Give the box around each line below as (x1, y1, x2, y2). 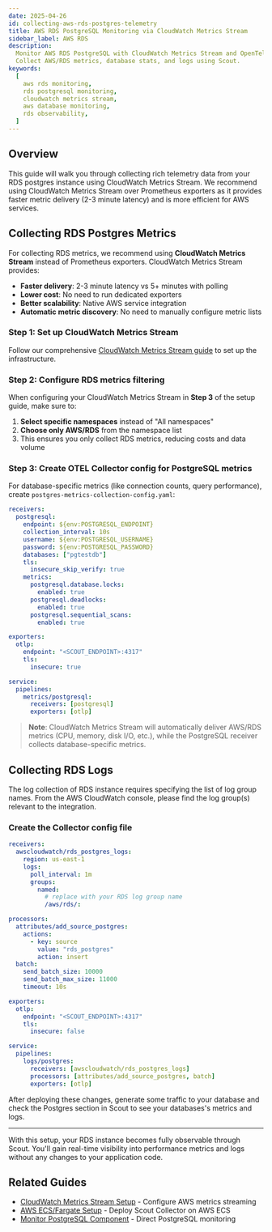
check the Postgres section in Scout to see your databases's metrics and (8, 1102, 253, 1113)
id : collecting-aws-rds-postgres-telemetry (8, 19, 158, 28)
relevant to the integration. (8, 801, 97, 811)
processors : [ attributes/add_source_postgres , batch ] (29, 1072, 216, 1081)
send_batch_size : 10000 (23, 968, 104, 976)
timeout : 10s (23, 983, 67, 991)
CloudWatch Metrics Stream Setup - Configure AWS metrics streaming (19, 1197, 257, 1207)
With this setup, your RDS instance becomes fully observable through (8, 1135, 241, 1145)
